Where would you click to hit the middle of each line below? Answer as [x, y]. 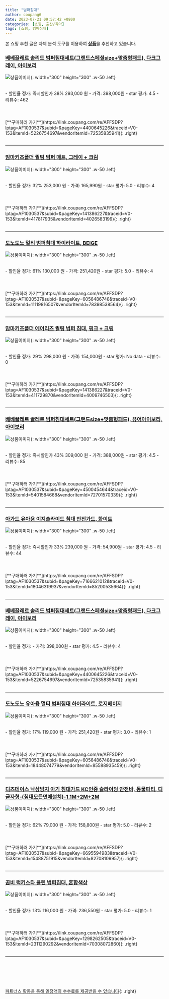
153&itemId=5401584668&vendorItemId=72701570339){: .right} [71, 494]
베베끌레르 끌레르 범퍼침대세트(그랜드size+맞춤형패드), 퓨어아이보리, [84, 419]
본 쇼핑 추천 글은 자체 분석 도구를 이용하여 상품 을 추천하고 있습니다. [71, 44]
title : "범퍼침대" [22, 10]
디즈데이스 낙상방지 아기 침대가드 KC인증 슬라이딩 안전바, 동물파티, [81, 789]
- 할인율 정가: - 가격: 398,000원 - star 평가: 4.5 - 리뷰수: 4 [63, 646]
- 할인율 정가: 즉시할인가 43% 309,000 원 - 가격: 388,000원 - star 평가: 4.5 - [82, 455]
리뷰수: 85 [15, 461]
